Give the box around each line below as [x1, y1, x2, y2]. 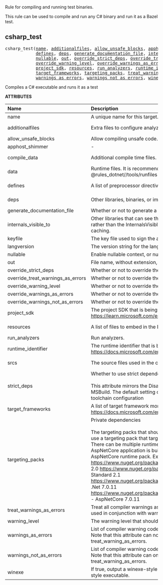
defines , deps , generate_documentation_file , [35, 51, 146, 56]
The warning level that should [90, 517, 159, 524]
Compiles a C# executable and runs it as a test [5, 84, 98, 90]
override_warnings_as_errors [7, 290, 74, 297]
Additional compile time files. [90, 154, 157, 161]
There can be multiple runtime [90, 441, 160, 448]
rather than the [90, 221, 125, 228]
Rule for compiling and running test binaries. [5, 4, 94, 10]
